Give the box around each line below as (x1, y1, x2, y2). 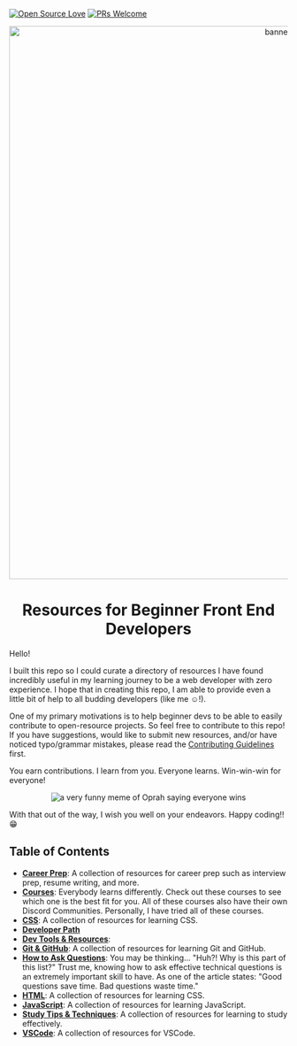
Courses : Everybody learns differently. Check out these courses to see (21, 886, 282, 897)
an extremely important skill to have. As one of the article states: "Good (21, 971, 283, 981)
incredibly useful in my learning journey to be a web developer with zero (9, 674, 272, 685)
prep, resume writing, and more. (21, 877, 140, 888)
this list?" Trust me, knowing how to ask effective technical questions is (21, 961, 283, 973)
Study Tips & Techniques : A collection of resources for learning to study (21, 1009, 288, 1019)
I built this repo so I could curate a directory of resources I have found (9, 665, 263, 676)
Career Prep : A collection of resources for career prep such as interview (21, 867, 286, 878)
